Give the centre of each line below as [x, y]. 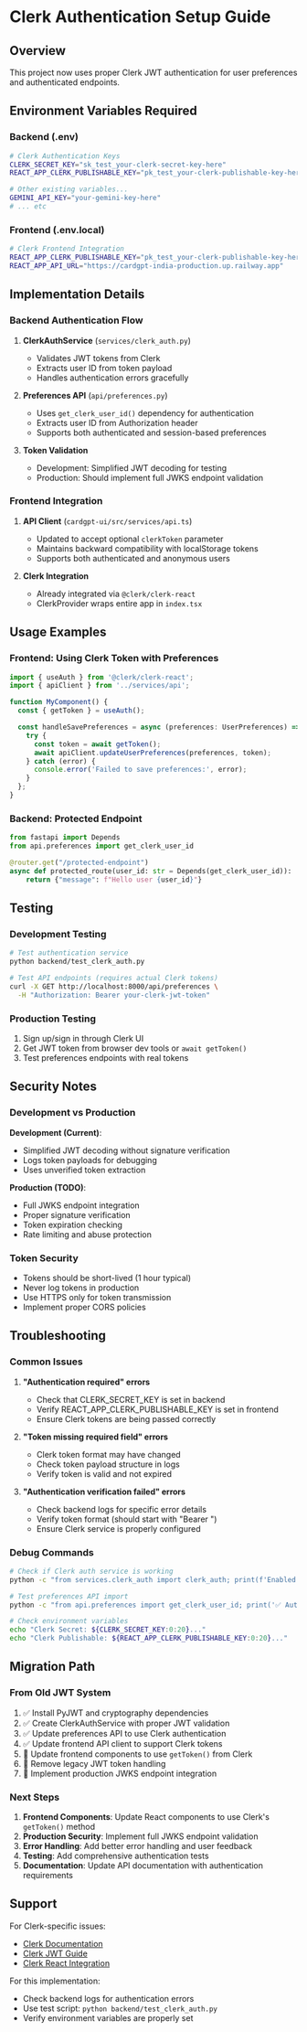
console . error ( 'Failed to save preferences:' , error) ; [140, 770]
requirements [48, 1876]
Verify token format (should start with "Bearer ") [127, 1519]
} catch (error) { [61, 761]
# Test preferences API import [69, 1596]
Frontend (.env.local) [57, 230]
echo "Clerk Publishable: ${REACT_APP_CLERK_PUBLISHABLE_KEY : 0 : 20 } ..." [148, 1639]
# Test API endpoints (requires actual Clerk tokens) [114, 979]
